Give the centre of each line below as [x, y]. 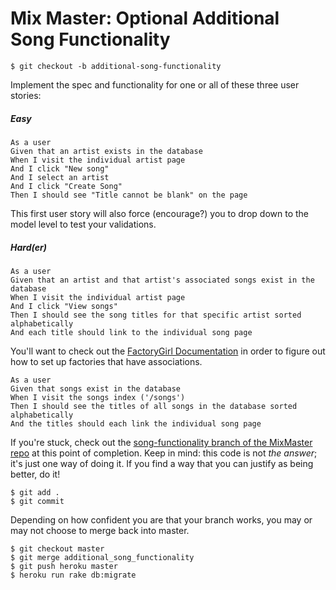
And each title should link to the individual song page [131, 332]
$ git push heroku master [64, 566]
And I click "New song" [60, 168]
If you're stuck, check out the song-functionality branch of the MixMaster [161, 442]
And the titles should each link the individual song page [136, 423]
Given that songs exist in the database [96, 388]
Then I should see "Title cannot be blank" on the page [129, 195]
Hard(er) [28, 247]
